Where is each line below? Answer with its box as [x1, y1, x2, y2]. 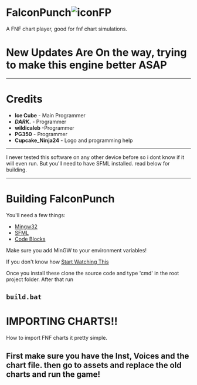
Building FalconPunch [6, 192, 115, 205]
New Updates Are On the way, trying [6, 46, 187, 59]
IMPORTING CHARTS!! [6, 315, 118, 328]
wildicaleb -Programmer [14, 124, 74, 131]
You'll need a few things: [6, 211, 66, 218]
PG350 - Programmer [14, 130, 67, 137]
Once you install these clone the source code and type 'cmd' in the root [6, 269, 179, 276]
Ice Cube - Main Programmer [14, 112, 86, 119]
